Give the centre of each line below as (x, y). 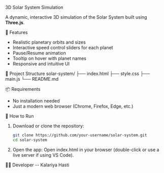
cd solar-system (30, 140)
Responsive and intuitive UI (41, 64)
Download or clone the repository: (48, 126)
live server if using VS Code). (43, 155)
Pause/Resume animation (39, 53)
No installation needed (36, 101)
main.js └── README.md (32, 79)
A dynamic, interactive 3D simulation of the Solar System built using (76, 17)
